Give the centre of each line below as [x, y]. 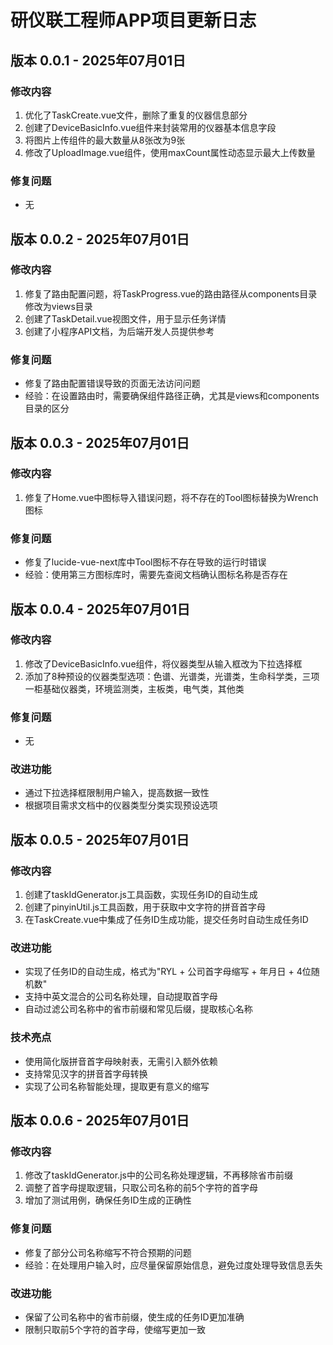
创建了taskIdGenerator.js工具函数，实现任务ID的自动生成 [141, 895]
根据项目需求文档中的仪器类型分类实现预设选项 [121, 805]
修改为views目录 [58, 306]
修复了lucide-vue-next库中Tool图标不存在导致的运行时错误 [145, 562]
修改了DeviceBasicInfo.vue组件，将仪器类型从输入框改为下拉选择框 [163, 663]
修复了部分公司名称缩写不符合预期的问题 [108, 1252]
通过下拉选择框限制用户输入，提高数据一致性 [117, 793]
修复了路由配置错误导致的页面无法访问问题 [112, 383]
